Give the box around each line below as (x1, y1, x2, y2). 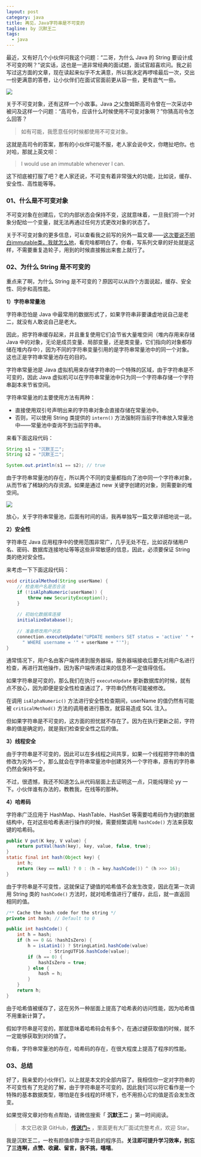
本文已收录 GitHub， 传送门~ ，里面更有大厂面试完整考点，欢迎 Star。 (20, 1124, 193, 1131)
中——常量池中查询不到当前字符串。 (14, 421, 105, 428)
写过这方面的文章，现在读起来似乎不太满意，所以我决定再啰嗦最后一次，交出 (6, 69, 195, 75)
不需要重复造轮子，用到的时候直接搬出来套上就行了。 (16, 246, 148, 253)
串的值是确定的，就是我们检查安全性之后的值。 (6, 724, 121, 732)
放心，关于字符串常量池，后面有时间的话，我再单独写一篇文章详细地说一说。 (6, 513, 195, 520)
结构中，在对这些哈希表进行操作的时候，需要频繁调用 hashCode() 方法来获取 (6, 818, 193, 826)
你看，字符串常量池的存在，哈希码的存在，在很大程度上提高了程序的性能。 (6, 1045, 190, 1052)
